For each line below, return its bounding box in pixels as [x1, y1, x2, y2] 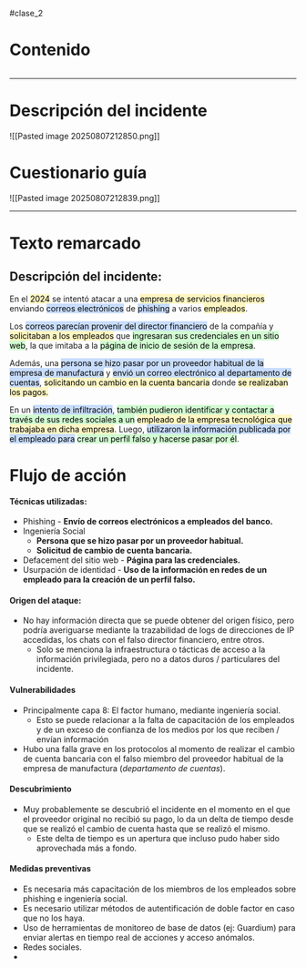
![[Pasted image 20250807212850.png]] [9, 130, 160, 141]
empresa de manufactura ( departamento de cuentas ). [22, 762, 226, 773]
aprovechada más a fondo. [36, 842, 138, 853]
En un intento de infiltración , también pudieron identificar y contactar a [9, 404, 275, 415]
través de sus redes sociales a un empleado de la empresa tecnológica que [9, 413, 293, 424]
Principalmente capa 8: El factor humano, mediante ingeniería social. [22, 705, 280, 716]
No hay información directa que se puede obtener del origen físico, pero [22, 615, 294, 627]
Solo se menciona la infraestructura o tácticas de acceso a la [36, 644, 266, 655]
